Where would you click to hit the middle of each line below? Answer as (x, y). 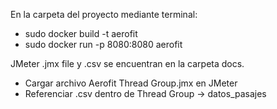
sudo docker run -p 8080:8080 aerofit (103, 44)
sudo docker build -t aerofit (81, 33)
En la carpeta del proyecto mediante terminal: (104, 14)
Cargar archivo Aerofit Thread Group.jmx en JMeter (131, 83)
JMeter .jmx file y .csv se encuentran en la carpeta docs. (127, 63)
